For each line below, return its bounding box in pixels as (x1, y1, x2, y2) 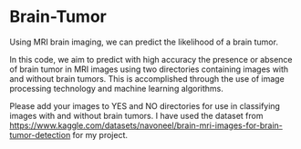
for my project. (72, 129, 129, 140)
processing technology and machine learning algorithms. (9, 83, 223, 94)
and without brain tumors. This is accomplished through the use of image (9, 73, 285, 84)
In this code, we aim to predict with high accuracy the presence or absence (9, 54, 294, 65)
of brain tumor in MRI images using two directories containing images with (9, 64, 289, 74)
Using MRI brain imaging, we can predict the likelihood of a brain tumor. (9, 36, 278, 47)
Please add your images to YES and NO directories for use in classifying (9, 100, 281, 111)
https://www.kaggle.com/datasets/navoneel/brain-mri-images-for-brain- (9, 120, 283, 131)
